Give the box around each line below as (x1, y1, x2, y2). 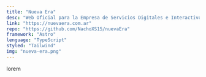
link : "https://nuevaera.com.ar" (6, 20, 92, 26)
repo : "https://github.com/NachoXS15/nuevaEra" (6, 25, 131, 32)
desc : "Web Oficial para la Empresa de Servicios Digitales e (6, 15, 169, 21)
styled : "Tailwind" (6, 43, 56, 49)
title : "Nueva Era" (6, 8, 56, 15)
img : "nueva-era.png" (6, 49, 62, 55)
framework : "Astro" (6, 32, 56, 38)
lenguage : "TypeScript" (6, 37, 67, 43)
